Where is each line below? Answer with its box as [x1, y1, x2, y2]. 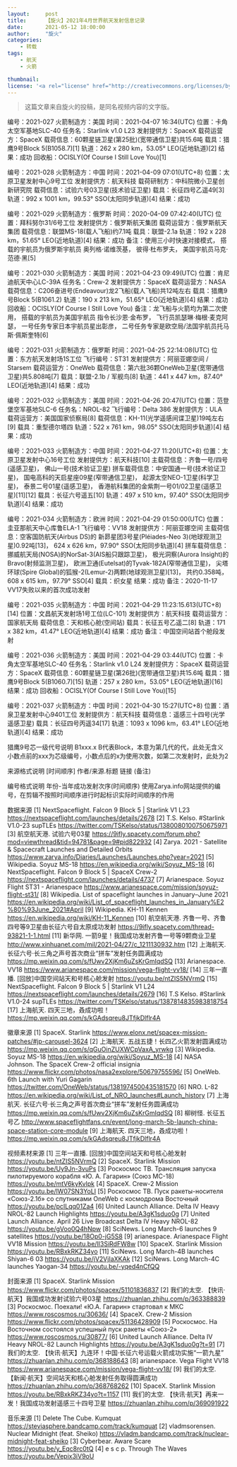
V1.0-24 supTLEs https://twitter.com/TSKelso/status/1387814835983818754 [7, 997, 228, 1006]
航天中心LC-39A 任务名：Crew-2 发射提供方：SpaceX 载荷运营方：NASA [13, 277, 226, 287]
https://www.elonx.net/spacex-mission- [92, 1028, 208, 1037]
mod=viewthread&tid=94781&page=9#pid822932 [7, 838, 152, 846]
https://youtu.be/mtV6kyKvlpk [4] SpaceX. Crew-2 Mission [7, 1180, 178, 1188]
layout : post [7, 10, 59, 18]
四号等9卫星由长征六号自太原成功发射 [7, 923, 116, 931]
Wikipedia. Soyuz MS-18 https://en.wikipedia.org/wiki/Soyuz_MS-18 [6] [7, 861, 215, 869]
